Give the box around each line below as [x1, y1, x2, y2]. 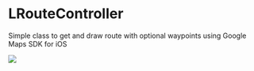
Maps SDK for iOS [8, 39, 67, 48]
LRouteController [8, 5, 124, 23]
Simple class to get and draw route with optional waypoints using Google [8, 31, 247, 40]
